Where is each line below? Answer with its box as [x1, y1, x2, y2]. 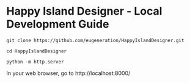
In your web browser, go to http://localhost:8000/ [6, 69, 131, 77]
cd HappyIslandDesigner [6, 48, 67, 54]
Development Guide [6, 17, 109, 31]
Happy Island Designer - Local [6, 4, 163, 18]
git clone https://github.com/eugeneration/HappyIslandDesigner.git [6, 37, 185, 43]
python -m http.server [6, 59, 64, 65]
